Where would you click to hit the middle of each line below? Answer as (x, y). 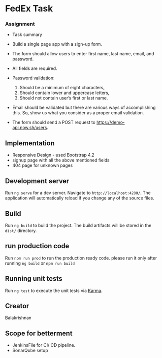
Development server (37, 181)
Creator (17, 306)
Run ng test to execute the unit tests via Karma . (54, 291)
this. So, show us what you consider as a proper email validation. (78, 113)
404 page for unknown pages (42, 165)
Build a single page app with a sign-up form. (57, 44)
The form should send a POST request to (54, 122)
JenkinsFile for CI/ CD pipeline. (44, 345)
